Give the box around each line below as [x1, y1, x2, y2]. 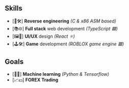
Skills [5, 4, 22, 13]
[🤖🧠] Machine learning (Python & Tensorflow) [12, 71, 109, 77]
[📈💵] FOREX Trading [12, 76, 59, 83]
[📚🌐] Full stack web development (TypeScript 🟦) [12, 25, 118, 32]
